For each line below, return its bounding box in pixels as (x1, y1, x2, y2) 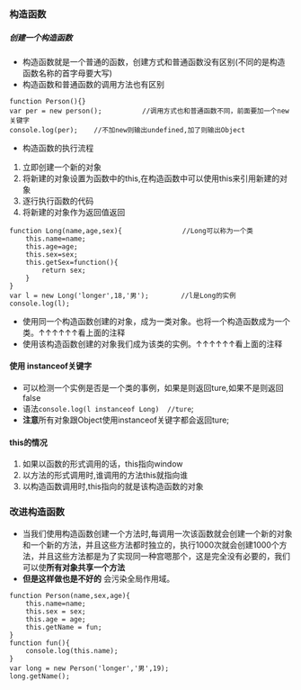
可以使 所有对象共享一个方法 (22, 561, 126, 573)
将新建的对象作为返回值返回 (22, 206, 126, 217)
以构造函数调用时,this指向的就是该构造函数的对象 (22, 481, 204, 492)
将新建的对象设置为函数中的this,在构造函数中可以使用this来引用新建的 (22, 173, 280, 184)
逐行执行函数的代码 (22, 195, 94, 206)
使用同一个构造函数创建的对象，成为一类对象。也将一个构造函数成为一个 (22, 315, 290, 326)
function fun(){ (9, 638, 70, 648)
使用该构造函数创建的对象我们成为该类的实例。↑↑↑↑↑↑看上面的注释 (22, 338, 283, 349)
